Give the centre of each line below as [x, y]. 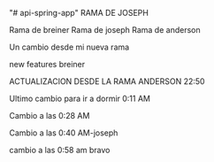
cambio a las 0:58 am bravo [60, 150]
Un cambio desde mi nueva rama [69, 47]
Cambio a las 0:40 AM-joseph [64, 133]
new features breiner [47, 64]
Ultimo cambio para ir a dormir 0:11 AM [80, 98]
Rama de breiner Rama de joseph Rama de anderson [105, 30]
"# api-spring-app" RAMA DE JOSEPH [79, 13]
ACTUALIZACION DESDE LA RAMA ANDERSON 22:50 [107, 81]
